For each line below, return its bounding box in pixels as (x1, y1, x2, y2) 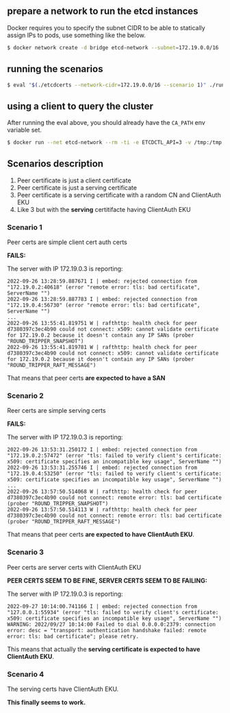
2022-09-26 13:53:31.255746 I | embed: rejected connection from (7, 464, 197, 472)
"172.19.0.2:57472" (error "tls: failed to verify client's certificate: (7, 452, 222, 459)
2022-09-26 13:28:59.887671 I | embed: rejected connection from (7, 278, 197, 285)
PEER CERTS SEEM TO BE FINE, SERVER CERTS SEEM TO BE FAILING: (7, 576, 207, 585)
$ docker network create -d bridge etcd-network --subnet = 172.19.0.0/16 (7, 44, 219, 51)
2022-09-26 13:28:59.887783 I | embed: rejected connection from (7, 296, 197, 303)
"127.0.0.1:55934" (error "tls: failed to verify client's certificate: (7, 609, 219, 616)
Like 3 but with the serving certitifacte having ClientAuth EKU (16, 205, 191, 213)
